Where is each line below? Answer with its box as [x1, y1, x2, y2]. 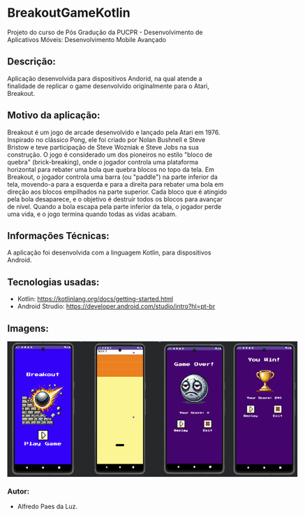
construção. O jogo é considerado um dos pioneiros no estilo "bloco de [7, 150, 213, 159]
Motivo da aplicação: [7, 110, 101, 122]
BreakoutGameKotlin [7, 5, 131, 21]
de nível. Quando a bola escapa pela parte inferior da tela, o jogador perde [7, 202, 222, 210]
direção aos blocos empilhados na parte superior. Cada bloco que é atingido [7, 187, 228, 196]
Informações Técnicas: [7, 229, 110, 242]
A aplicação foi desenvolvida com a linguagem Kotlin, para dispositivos [7, 248, 211, 257]
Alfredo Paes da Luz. [17, 502, 78, 511]
